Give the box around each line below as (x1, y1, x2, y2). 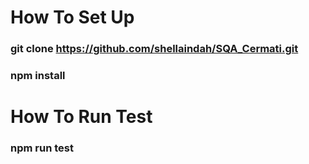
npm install (10, 69, 66, 83)
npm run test (10, 141, 74, 155)
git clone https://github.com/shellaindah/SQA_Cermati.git (10, 42, 299, 56)
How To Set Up (10, 6, 135, 29)
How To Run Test (10, 106, 153, 128)
